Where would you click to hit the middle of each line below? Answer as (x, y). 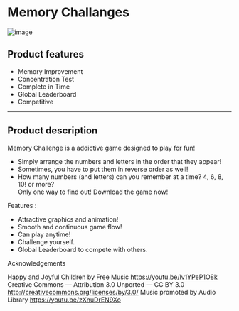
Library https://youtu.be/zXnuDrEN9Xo (64, 300)
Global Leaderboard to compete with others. (83, 249)
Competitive (36, 102)
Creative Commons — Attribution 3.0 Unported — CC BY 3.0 (96, 284)
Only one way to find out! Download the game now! (93, 192)
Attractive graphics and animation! (68, 219)
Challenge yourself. (46, 241)
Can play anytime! (44, 234)
